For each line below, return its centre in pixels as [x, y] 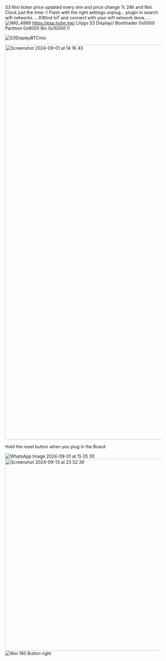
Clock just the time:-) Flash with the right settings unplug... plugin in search [82, 12]
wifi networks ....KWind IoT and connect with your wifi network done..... [78, 18]
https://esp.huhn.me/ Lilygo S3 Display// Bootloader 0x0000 [93, 23]
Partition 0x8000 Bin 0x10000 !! [38, 28]
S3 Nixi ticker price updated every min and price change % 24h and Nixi [79, 7]
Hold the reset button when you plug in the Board [55, 447]
